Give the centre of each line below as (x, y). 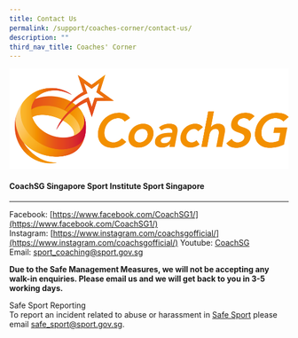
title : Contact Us (43, 19)
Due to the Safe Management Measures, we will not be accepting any (139, 269)
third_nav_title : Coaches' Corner (73, 47)
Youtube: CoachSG (215, 242)
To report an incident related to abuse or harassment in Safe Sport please (143, 314)
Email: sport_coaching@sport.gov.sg (76, 252)
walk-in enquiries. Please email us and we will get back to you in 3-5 (137, 279)
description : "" (39, 37)
